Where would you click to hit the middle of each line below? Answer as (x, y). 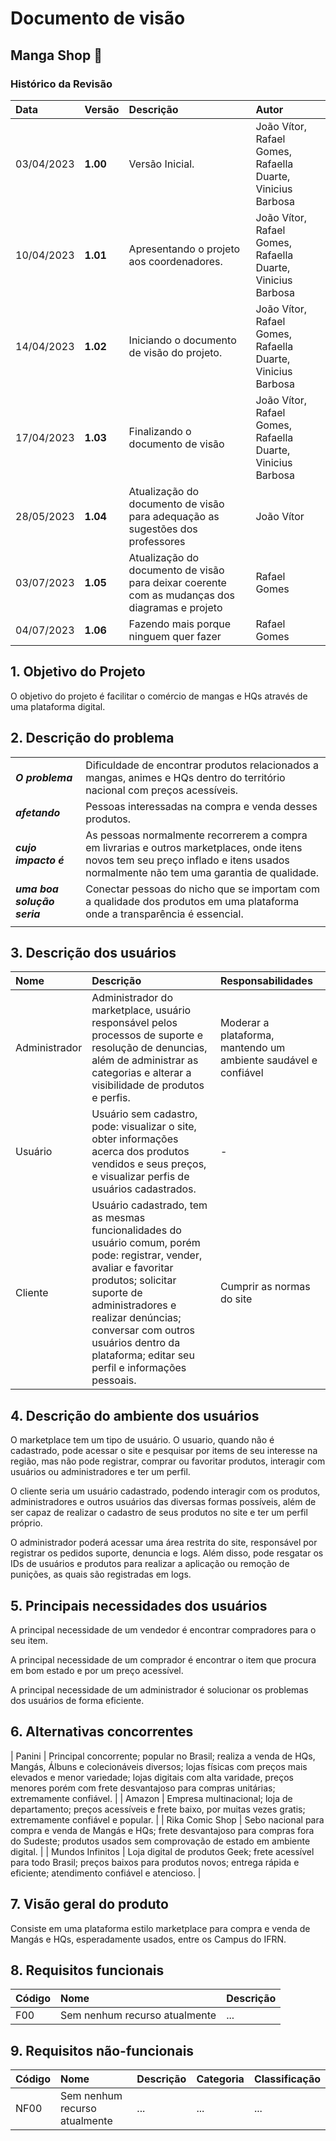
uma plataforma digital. (58, 706)
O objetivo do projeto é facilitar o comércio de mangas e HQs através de (159, 696)
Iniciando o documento (182, 340)
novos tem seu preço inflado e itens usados (187, 860)
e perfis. (111, 1098)
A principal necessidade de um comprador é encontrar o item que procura (163, 1659)
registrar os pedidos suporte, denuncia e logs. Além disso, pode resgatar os (167, 1553)
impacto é (40, 860)
